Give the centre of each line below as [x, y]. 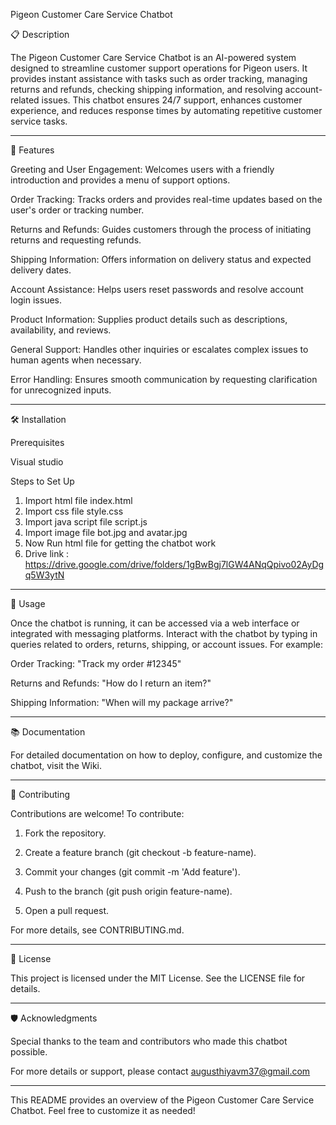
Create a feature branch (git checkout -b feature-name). [140, 852]
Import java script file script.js [86, 522]
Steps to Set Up [42, 481]
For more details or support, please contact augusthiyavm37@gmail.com [160, 1071]
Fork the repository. [65, 833]
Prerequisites [37, 442]
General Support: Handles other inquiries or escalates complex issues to [159, 349]
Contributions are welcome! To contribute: [97, 813]
